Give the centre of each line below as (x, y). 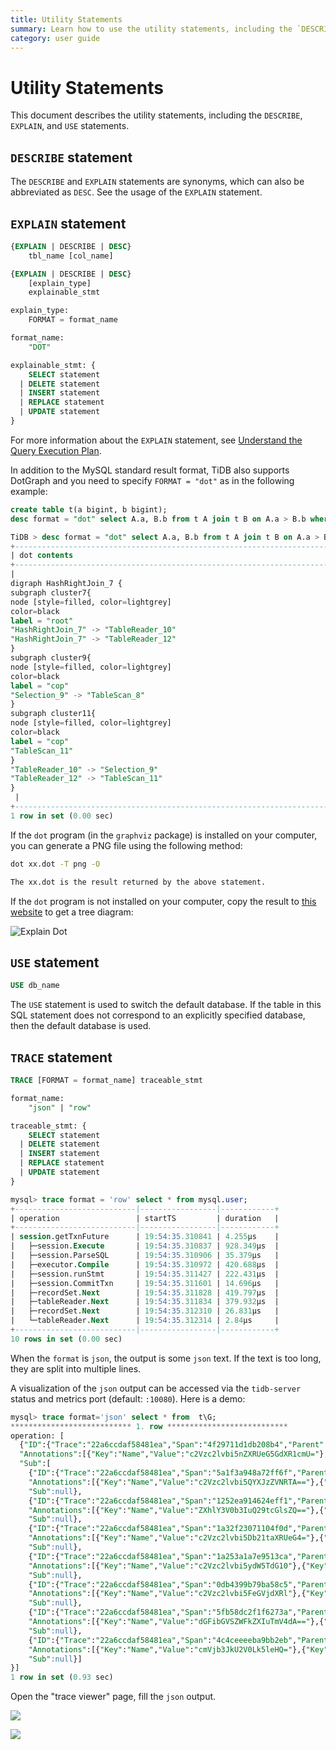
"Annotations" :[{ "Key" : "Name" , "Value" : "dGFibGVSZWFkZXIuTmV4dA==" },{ (176, 1622)
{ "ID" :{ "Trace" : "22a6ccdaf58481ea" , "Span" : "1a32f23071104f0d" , (163, 1529)
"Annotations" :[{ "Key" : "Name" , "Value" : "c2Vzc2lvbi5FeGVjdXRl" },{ (167, 1594)
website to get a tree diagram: (72, 912)
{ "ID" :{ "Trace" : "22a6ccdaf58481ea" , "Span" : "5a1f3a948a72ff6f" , (163, 1473)
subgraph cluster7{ (51, 592)
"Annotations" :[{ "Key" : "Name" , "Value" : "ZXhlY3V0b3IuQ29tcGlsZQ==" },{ (176, 1510)
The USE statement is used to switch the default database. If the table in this (166, 1005)
